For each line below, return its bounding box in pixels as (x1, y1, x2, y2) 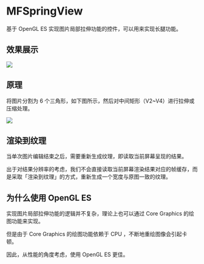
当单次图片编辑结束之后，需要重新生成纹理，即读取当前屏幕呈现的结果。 (6, 153, 187, 160)
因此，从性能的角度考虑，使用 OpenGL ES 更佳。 (6, 251, 129, 259)
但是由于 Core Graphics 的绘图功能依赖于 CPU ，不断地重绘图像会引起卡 (6, 231, 188, 238)
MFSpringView (6, 4, 83, 18)
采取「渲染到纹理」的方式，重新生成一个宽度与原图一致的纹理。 (11, 173, 171, 180)
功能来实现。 (11, 217, 44, 225)
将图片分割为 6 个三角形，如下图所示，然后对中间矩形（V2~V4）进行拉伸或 (6, 97, 195, 104)
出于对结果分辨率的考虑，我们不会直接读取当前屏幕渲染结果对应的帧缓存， (6, 166, 192, 173)
